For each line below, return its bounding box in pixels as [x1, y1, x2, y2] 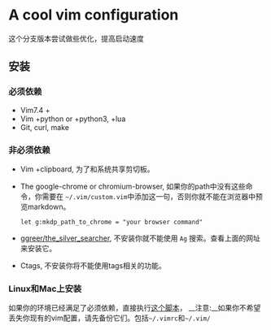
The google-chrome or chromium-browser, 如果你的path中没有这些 [20, 181, 246, 191]
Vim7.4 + [20, 105, 50, 115]
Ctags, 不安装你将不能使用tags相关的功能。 [20, 260, 166, 270]
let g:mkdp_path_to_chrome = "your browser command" [20, 218, 203, 226]
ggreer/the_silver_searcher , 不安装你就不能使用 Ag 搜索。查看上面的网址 [20, 233, 260, 243]
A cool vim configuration [8, 6, 179, 24]
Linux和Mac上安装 [8, 283, 82, 294]
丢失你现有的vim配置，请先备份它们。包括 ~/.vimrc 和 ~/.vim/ [8, 313, 211, 323]
